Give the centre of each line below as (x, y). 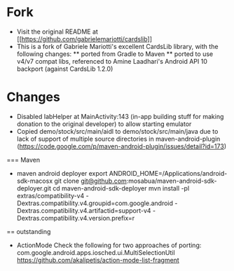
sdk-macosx (35, 181)
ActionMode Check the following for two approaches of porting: (109, 245)
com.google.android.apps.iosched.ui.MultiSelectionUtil (96, 252)
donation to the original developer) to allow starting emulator (104, 124)
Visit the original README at (57, 32)
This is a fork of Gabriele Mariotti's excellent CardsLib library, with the (117, 46)
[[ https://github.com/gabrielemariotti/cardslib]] (84, 39)
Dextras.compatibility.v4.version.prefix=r (75, 218)
